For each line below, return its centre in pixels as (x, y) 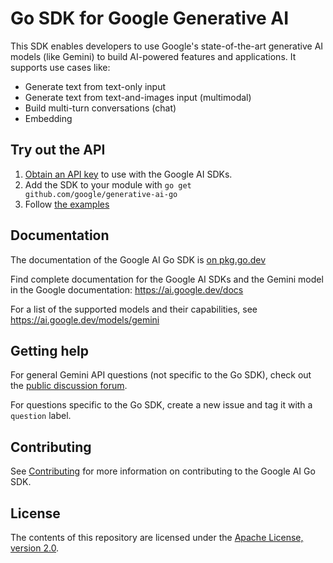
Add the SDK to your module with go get (108, 184)
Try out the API (58, 150)
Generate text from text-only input (95, 86)
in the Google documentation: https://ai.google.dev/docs (127, 289)
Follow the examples (67, 204)
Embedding (48, 118)
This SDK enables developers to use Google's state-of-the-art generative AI (167, 46)
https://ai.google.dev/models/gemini (85, 319)
